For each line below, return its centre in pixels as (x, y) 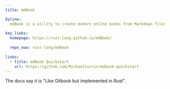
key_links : (17, 34)
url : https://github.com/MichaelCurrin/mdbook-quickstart (77, 67)
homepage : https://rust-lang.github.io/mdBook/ (61, 38)
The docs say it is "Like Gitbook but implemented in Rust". (66, 81)
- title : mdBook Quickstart (39, 62)
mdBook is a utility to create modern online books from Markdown (81, 24)
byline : (13, 19)
